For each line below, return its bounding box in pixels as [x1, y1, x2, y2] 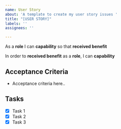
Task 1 [12, 108, 26, 114]
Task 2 [12, 113, 26, 119]
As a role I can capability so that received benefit [5, 43, 107, 49]
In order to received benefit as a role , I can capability [5, 53, 115, 59]
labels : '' [5, 21, 28, 26]
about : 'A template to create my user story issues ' [5, 12, 118, 17]
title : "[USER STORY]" [5, 16, 52, 21]
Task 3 [12, 119, 26, 125]
